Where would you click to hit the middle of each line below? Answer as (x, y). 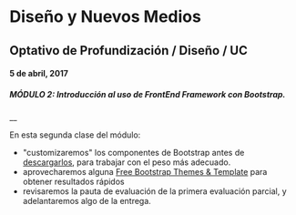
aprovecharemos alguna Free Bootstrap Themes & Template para (145, 172)
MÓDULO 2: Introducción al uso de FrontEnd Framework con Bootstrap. (148, 94)
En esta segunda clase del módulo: (75, 135)
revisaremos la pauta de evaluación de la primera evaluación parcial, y (154, 191)
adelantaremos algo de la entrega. (87, 201)
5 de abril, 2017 (39, 74)
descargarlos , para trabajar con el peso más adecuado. (127, 162)
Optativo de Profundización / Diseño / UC (128, 51)
